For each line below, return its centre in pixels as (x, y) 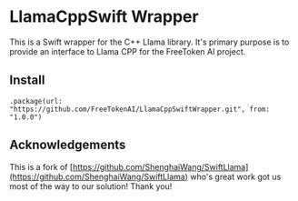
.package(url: (36, 101)
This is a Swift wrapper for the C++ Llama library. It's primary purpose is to (149, 42)
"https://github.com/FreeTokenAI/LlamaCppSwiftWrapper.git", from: (140, 109)
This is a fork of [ (41, 166)
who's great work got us (236, 176)
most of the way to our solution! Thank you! (91, 186)
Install (27, 80)
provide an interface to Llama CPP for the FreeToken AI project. (128, 51)
